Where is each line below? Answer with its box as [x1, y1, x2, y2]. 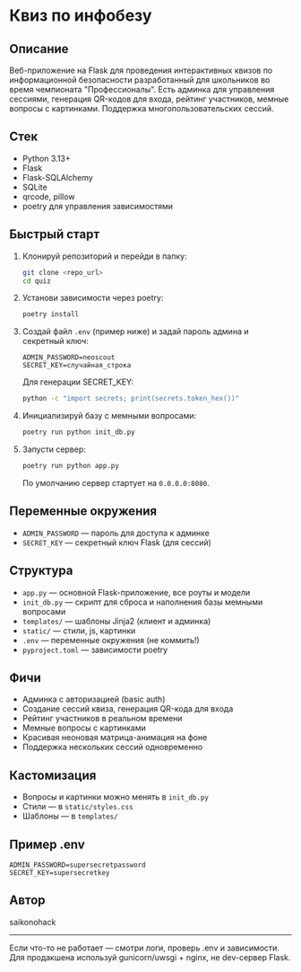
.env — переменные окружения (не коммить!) [21, 634, 200, 645]
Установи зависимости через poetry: [21, 293, 164, 304]
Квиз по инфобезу [9, 5, 152, 26]
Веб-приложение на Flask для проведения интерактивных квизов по [9, 65, 273, 75]
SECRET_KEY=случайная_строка [21, 361, 132, 370]
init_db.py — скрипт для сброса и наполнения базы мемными [21, 596, 263, 607]
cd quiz [21, 276, 51, 286]
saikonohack [9, 916, 56, 927]
